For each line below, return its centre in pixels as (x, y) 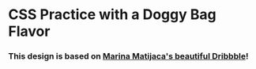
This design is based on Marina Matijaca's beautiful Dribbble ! (128, 56)
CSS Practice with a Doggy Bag (112, 15)
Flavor (29, 31)
